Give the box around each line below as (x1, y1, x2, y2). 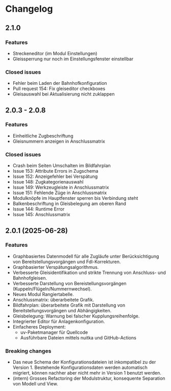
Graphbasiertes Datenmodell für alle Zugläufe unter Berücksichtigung (12, 253, 159, 259)
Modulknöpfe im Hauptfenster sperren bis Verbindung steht (12, 195, 138, 201)
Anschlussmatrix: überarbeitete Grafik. (12, 296, 94, 303)
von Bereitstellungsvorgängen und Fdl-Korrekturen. (12, 259, 121, 265)
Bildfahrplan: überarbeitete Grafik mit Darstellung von (12, 302, 126, 308)
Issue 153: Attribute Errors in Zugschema (12, 168, 99, 174)
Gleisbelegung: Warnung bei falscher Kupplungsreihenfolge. (12, 313, 140, 319)
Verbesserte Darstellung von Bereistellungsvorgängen (12, 280, 127, 286)
